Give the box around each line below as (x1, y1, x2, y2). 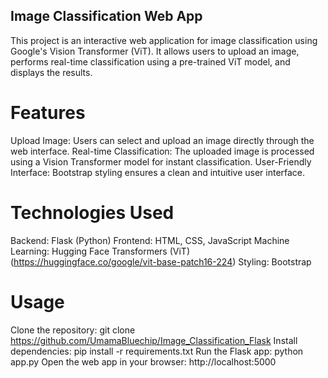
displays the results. (10, 66, 93, 78)
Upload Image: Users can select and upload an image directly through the (10, 134, 315, 146)
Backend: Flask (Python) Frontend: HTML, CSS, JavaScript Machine (10, 234, 290, 246)
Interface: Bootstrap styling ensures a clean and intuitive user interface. (10, 166, 306, 178)
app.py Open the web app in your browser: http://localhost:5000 (10, 355, 277, 368)
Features (10, 102, 86, 124)
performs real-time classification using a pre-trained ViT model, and (10, 55, 291, 68)
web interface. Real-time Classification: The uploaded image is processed (10, 145, 315, 157)
